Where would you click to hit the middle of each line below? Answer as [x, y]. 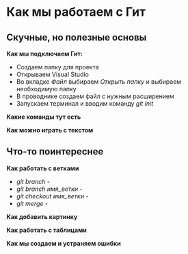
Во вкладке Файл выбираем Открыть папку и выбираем [99, 82]
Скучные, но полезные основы [77, 37]
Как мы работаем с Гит [76, 12]
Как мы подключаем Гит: [45, 54]
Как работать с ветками [43, 168]
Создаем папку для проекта [58, 67]
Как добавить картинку [42, 216]
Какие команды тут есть [44, 117]
